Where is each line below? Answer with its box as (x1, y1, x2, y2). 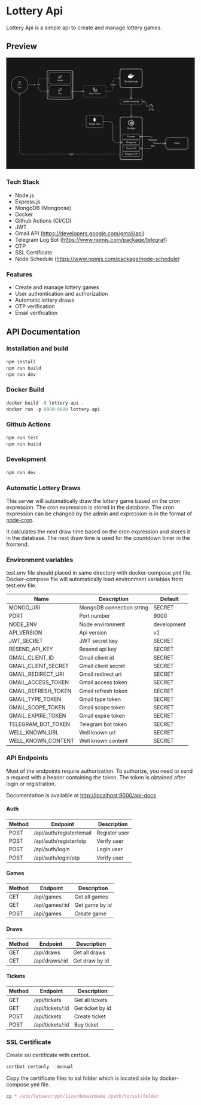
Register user (96, 829, 130, 836)
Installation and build (6, 344, 69, 353)
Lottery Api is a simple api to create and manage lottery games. (6, 24, 163, 31)
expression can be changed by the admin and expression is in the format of (6, 510, 193, 517)
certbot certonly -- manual (6, 1064, 74, 1070)
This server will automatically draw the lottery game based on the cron (6, 497, 181, 504)
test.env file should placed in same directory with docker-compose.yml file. (6, 569, 193, 576)
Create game (74, 910, 106, 917)
